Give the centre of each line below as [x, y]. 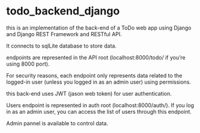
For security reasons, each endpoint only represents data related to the [94, 75]
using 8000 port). [28, 64]
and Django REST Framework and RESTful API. [64, 34]
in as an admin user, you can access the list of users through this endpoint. [99, 111]
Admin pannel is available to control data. [57, 123]
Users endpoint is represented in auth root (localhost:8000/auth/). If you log [100, 105]
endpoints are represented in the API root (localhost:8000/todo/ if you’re [96, 57]
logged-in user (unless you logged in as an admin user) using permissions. [98, 82]
